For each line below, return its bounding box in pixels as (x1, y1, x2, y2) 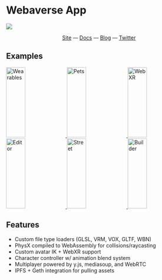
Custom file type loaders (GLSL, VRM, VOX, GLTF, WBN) (14, 235, 152, 242)
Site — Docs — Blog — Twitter (62, 34, 136, 41)
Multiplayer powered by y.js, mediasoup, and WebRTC (14, 261, 146, 268)
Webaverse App (6, 4, 87, 17)
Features (6, 220, 39, 230)
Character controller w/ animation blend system (14, 254, 131, 261)
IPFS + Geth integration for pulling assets (14, 266, 115, 274)
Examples (6, 51, 43, 61)
